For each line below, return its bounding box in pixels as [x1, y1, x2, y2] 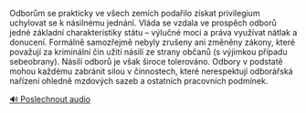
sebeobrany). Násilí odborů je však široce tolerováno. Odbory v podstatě [9, 56, 283, 67]
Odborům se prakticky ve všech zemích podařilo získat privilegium [9, 8, 260, 18]
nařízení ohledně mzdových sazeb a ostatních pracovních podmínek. [9, 76, 269, 86]
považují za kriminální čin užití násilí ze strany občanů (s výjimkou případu [9, 46, 288, 57]
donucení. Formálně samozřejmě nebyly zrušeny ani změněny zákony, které [9, 36, 295, 47]
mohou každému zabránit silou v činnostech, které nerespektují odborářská [9, 66, 294, 77]
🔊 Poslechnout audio [9, 94, 91, 104]
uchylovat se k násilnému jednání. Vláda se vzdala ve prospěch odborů [9, 17, 277, 28]
